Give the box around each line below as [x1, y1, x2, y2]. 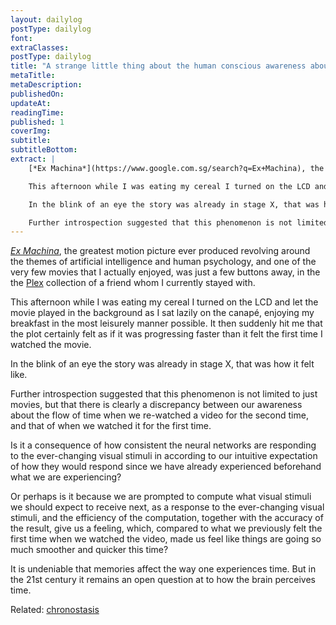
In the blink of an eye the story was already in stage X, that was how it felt [10, 358, 315, 370]
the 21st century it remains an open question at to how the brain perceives [10, 574, 316, 586]
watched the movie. [10, 339, 92, 351]
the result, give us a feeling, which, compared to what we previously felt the [10, 522, 323, 535]
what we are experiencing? [10, 471, 122, 483]
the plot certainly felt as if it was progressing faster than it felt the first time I [10, 328, 323, 340]
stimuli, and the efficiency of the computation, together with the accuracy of [10, 512, 324, 524]
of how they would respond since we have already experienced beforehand [10, 461, 322, 473]
